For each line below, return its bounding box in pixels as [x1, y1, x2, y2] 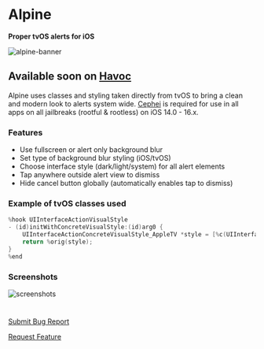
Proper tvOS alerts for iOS [8, 32, 95, 41]
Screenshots [8, 271, 58, 282]
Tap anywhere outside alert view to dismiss [19, 170, 160, 180]
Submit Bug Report [8, 317, 69, 326]
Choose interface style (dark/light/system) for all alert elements [19, 162, 225, 171]
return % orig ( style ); [22, 238, 93, 246]
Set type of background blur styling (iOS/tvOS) [19, 154, 171, 163]
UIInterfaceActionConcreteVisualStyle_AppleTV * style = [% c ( [22, 231, 226, 239]
